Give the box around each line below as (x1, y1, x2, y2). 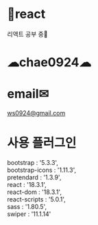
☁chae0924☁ (7, 55, 92, 70)
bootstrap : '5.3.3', (7, 159, 58, 166)
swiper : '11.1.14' (7, 210, 51, 218)
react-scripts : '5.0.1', (7, 195, 66, 203)
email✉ (7, 86, 49, 102)
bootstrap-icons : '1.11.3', (7, 166, 77, 174)
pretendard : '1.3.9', (7, 173, 62, 182)
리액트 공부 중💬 (7, 30, 48, 38)
